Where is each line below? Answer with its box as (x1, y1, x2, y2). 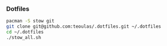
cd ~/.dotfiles (6, 29, 44, 35)
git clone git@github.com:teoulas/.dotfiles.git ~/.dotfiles (6, 24, 162, 29)
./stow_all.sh (6, 34, 42, 40)
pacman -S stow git (6, 18, 55, 24)
